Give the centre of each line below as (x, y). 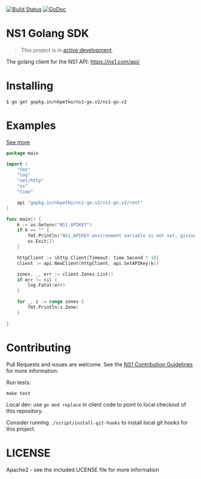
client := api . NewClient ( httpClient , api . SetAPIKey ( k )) (88, 263)
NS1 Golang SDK (48, 34)
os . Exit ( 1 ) (41, 242)
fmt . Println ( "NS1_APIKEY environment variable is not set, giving (112, 236)
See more (18, 142)
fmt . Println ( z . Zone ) (53, 308)
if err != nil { (37, 280)
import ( (17, 164)
